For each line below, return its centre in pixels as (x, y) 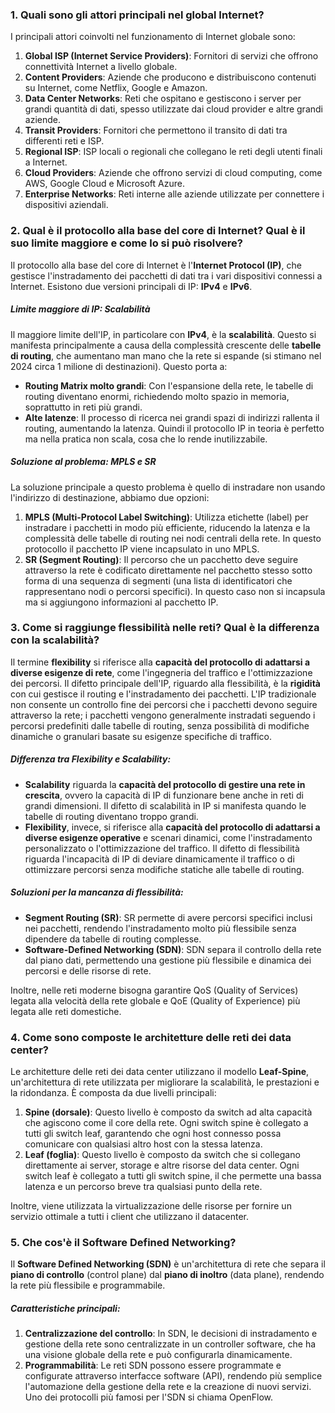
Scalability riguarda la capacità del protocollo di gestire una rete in (165, 784)
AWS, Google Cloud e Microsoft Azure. (104, 184)
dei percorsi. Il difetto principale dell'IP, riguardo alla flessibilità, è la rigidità (165, 683)
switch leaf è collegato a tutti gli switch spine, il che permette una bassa (173, 1176)
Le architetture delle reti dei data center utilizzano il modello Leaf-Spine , (160, 1072)
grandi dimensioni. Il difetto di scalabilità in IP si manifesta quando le (165, 805)
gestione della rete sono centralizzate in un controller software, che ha (170, 1344)
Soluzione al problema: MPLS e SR (83, 462)
